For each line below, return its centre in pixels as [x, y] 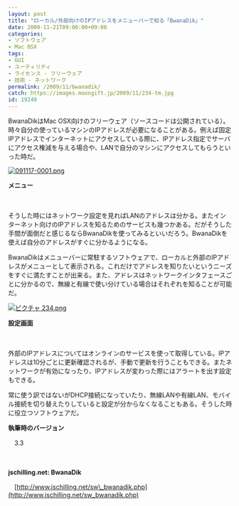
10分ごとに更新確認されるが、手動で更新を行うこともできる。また [129, 362]
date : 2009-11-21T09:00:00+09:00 [58, 27]
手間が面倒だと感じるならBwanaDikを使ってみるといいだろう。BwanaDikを [118, 233]
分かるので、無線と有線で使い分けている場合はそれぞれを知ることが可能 [126, 284]
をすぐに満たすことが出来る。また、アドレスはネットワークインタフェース [117, 275]
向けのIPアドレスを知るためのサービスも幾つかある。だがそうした [135, 224]
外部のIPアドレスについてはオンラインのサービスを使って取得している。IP [116, 353]
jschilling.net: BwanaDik [45, 472]
